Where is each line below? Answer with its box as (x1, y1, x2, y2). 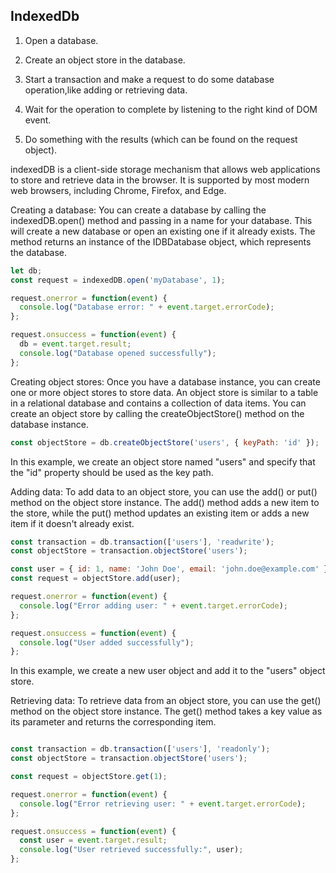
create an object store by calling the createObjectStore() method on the (10, 407, 305, 419)
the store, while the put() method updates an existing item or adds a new (10, 507, 310, 519)
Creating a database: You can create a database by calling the (10, 204, 267, 216)
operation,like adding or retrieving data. (24, 84, 188, 96)
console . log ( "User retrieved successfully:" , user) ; (19, 845, 244, 855)
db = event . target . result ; (19, 339, 132, 349)
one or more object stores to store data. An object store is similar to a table (10, 386, 319, 398)
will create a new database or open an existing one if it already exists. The (10, 225, 316, 237)
